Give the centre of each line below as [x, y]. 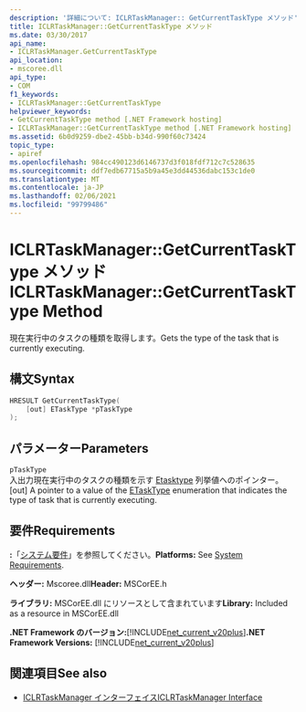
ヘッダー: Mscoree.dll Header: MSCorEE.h [88, 583]
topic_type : [32, 145]
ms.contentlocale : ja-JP [57, 188]
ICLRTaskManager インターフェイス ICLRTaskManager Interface [142, 697]
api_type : [28, 78]
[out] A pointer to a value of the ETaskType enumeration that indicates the [148, 490]
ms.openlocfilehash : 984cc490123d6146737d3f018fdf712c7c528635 [132, 162]
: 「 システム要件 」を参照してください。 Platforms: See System [127, 554]
